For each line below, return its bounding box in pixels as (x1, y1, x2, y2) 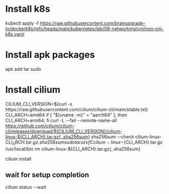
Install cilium (5, 84, 60, 95)
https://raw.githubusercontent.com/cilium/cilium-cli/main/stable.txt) (5, 106, 149, 112)
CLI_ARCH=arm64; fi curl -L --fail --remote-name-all (5, 117, 117, 123)
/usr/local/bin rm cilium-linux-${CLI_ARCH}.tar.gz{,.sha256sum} (5, 146, 141, 152)
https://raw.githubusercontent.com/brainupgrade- (40, 20, 146, 26)
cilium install (5, 156, 32, 162)
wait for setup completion (5, 170, 90, 179)
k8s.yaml (5, 31, 25, 37)
